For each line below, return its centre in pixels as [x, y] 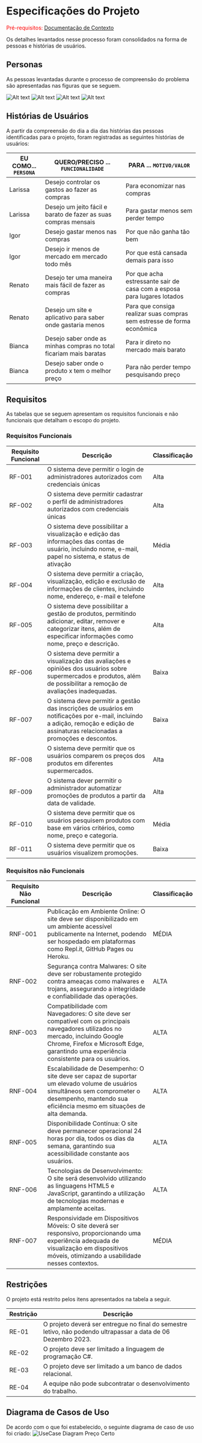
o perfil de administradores [85, 502]
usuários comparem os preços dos [96, 755]
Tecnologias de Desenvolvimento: [95, 1171]
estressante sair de [152, 281]
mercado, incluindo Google [85, 1036]
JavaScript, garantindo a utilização [96, 1193]
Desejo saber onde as [76, 338]
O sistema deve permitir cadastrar [95, 494]
